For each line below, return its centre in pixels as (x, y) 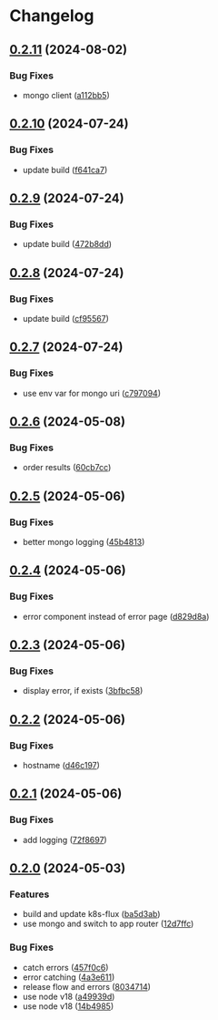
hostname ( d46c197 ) (61, 766)
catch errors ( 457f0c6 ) (65, 967)
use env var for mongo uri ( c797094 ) (92, 393)
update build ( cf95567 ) (65, 318)
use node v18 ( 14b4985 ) (68, 1006)
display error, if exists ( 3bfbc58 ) (83, 691)
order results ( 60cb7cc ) (67, 468)
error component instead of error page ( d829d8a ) (116, 616)
